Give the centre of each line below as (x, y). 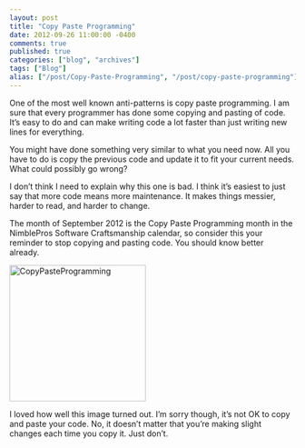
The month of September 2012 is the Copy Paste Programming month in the (151, 223)
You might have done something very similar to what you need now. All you (150, 149)
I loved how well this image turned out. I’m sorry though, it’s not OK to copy (150, 413)
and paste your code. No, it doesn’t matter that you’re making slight (135, 423)
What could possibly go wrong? (69, 168)
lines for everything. (47, 132)
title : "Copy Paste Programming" (73, 26)
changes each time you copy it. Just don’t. (89, 433)
